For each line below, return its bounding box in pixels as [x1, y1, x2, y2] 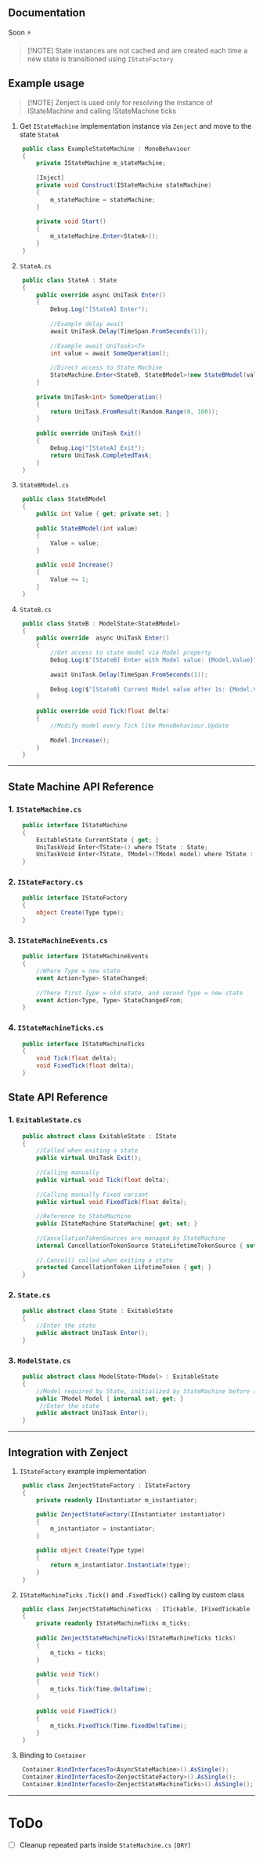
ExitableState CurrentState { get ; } [36, 836, 159, 844]
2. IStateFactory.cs [8, 877, 84, 888]
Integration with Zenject [8, 1446, 128, 1459]
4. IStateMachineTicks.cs [8, 1022, 104, 1033]
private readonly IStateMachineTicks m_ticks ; [36, 1620, 191, 1628]
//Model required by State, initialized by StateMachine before [36, 1387, 250, 1395]
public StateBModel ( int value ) [36, 524, 139, 532]
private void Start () [36, 217, 107, 226]
